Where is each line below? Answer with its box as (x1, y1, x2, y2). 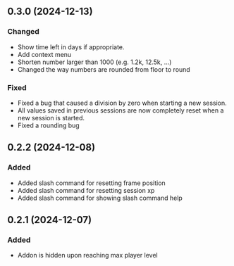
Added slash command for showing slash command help (17, 194, 183, 202)
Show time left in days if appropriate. (17, 42, 125, 51)
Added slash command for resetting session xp (17, 186, 155, 194)
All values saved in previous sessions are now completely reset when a (17, 106, 224, 115)
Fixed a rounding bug (17, 121, 80, 129)
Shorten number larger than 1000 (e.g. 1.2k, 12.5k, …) (17, 58, 172, 66)
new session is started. (17, 113, 85, 122)
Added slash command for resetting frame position (17, 179, 166, 187)
